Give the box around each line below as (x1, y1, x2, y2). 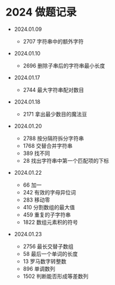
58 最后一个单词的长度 (23, 250, 78, 257)
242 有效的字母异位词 (23, 188, 76, 196)
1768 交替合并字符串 (23, 142, 73, 149)
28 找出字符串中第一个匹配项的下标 (23, 157, 109, 164)
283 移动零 (23, 196, 50, 203)
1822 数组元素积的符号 (23, 218, 78, 225)
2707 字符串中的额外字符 (23, 38, 84, 45)
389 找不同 (23, 150, 50, 157)
